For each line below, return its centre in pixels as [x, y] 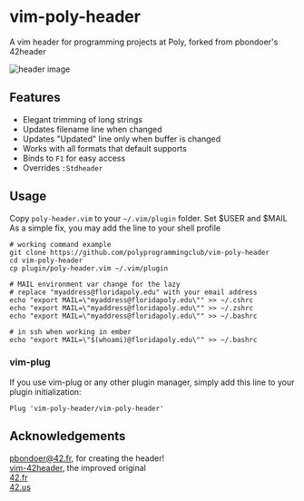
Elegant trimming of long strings [83, 119]
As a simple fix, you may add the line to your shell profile [115, 228]
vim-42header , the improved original [78, 467]
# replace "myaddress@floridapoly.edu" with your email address [133, 292]
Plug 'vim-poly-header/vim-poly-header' [87, 408]
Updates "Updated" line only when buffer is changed [121, 139]
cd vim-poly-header [46, 260]
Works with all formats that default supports [105, 148]
